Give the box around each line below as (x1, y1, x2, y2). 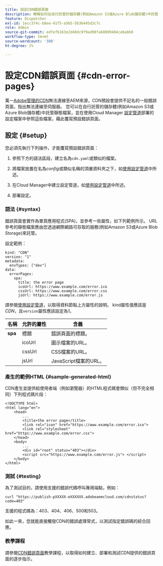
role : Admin (5, 25, 29, 30)
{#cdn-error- (77, 70, 130, 81)
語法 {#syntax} (5, 206, 41, 213)
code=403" (5, 499, 25, 504)
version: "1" (5, 254, 32, 259)
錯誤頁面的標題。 (51, 330, 91, 337)
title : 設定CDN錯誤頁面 (5, 7, 49, 12)
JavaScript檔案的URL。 (51, 357, 105, 364)
